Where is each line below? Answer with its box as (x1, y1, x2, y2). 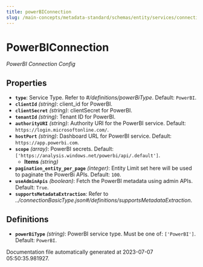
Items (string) (24, 158, 59, 166)
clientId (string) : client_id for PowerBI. (14, 100, 113, 108)
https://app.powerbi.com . (14, 139, 80, 146)
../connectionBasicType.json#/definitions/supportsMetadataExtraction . (14, 197, 192, 204)
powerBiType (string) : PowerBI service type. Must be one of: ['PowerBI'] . (14, 230, 196, 237)
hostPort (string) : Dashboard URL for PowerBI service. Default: (14, 132, 172, 140)
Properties (6, 78, 47, 88)
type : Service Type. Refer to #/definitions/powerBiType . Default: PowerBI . (14, 94, 197, 101)
